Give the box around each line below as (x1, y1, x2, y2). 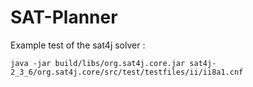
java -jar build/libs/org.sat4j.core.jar (10, 58, 186, 68)
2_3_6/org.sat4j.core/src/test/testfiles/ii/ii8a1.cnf (10, 67, 244, 77)
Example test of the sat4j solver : (10, 39, 146, 51)
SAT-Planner (10, 6, 118, 29)
